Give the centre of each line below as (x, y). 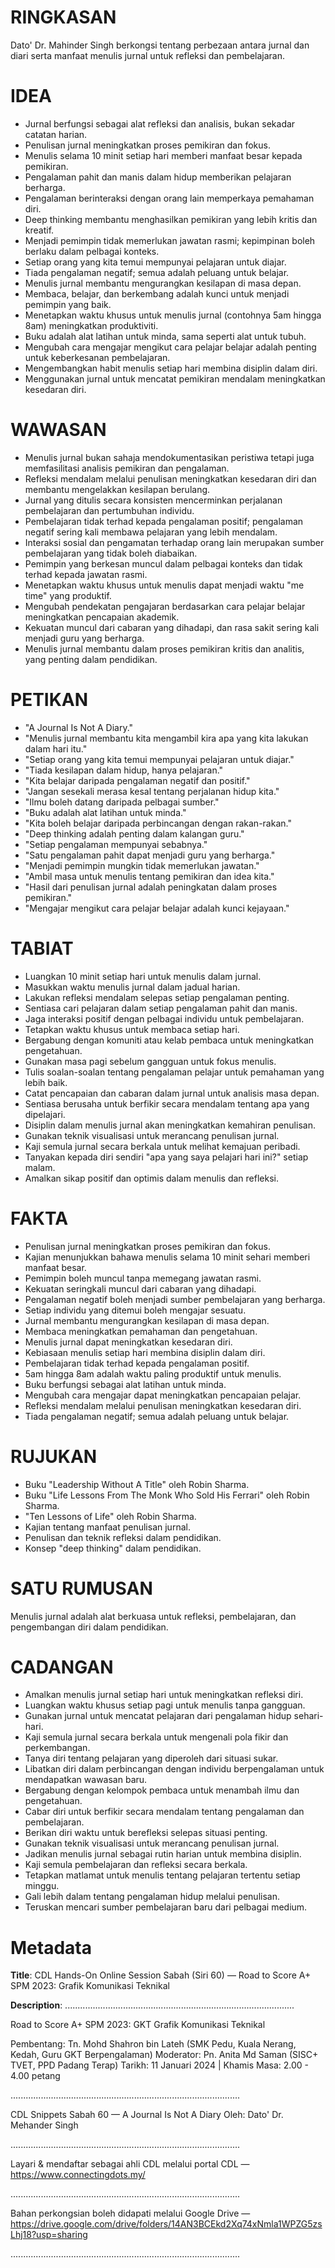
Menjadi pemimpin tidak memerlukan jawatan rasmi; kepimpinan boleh (170, 240)
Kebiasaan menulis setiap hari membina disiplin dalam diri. (145, 1352)
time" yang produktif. (68, 595)
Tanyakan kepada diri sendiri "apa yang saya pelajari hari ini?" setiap (166, 1157)
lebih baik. (46, 1082)
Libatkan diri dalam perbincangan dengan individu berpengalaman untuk (174, 1769)
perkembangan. (57, 1748)
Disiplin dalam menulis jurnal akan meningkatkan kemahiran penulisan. (170, 1125)
